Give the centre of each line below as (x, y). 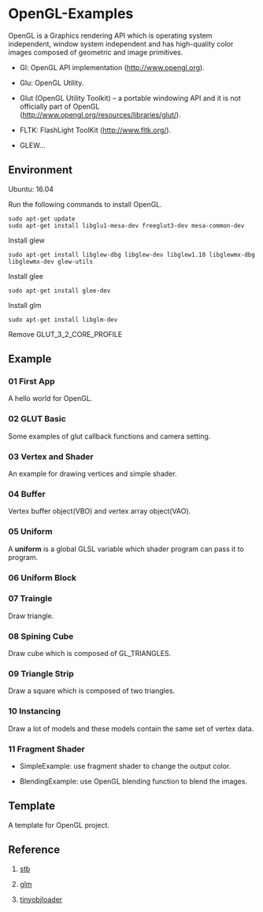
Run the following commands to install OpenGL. (85, 204)
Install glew (26, 240)
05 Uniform (30, 532)
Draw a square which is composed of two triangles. (92, 691)
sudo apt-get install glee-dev (59, 291)
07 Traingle (30, 599)
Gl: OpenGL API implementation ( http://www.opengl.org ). (112, 67)
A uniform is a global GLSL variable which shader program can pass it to (126, 549)
